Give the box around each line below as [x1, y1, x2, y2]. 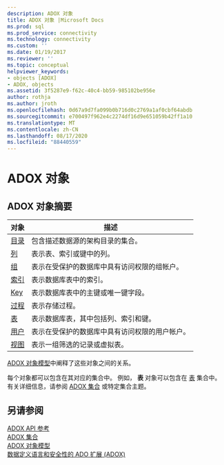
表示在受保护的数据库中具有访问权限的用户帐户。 [31, 327, 191, 336]
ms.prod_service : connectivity [7, 29, 97, 37]
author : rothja [7, 94, 51, 101]
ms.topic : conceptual [7, 62, 70, 69]
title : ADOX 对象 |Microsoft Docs [7, 17, 105, 24]
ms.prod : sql [7, 23, 45, 30]
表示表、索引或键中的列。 [31, 249, 115, 259]
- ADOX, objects [7, 81, 54, 88]
